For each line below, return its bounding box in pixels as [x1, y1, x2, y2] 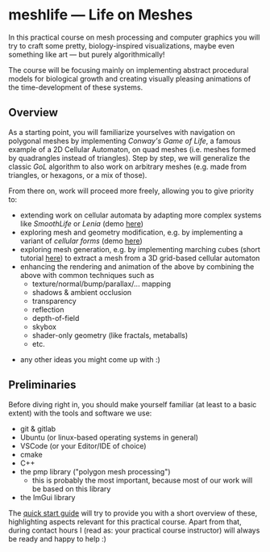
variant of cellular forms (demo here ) [19, 236, 143, 246]
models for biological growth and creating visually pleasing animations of [8, 74, 251, 83]
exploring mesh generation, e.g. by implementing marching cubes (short [19, 244, 260, 254]
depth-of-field [31, 313, 80, 322]
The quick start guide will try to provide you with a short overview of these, [8, 508, 258, 518]
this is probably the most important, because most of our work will [31, 475, 253, 485]
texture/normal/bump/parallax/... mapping [31, 279, 172, 289]
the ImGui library [19, 492, 76, 502]
